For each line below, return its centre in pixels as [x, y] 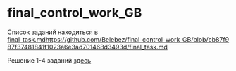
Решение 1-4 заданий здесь [49, 60]
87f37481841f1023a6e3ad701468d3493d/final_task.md [87, 47]
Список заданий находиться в [53, 32]
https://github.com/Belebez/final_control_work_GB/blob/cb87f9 [137, 39]
